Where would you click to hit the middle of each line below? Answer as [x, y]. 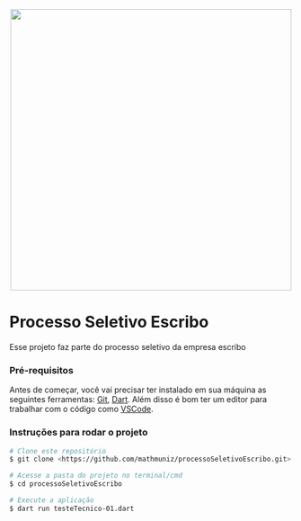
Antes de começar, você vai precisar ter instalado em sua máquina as [138, 390]
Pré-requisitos [41, 370]
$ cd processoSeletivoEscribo [66, 484]
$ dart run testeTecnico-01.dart [72, 508]
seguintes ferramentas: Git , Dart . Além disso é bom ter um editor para [138, 400]
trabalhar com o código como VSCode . [82, 409]
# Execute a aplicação [52, 500]
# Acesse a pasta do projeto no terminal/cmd [96, 476]
